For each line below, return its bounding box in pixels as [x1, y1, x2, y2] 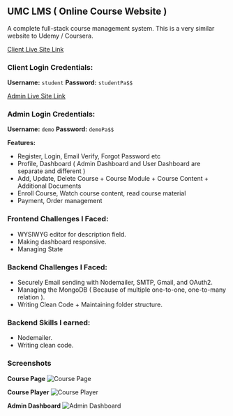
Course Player [7, 387, 50, 396]
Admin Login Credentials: [7, 110, 96, 119]
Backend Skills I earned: [7, 318, 91, 327]
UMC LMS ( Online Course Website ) [7, 6, 167, 17]
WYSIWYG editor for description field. [17, 230, 127, 238]
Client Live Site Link [7, 45, 64, 53]
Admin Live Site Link [7, 92, 66, 101]
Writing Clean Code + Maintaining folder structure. [17, 300, 163, 309]
